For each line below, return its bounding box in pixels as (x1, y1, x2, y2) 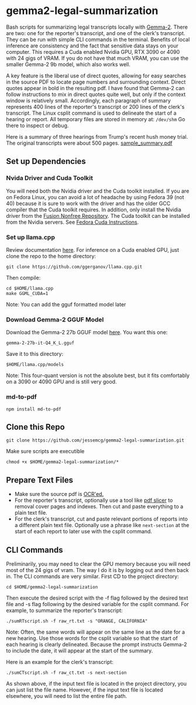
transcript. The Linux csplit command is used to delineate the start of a (6, 109, 177, 117)
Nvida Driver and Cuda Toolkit (6, 174, 94, 182)
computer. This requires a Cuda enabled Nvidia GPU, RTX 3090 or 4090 (6, 48, 180, 55)
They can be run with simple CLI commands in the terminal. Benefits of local (6, 36, 190, 43)
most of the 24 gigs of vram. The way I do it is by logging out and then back (6, 566, 189, 573)
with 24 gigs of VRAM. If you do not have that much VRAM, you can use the (6, 54, 189, 61)
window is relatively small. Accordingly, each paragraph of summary (6, 97, 171, 104)
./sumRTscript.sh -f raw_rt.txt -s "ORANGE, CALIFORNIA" (6, 618, 148, 624)
